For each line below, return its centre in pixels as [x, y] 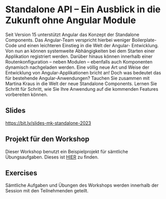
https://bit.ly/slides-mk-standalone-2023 [48, 123]
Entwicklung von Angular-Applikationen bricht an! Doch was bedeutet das [83, 72]
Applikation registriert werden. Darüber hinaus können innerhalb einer [79, 56]
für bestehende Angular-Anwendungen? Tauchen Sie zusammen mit [77, 78]
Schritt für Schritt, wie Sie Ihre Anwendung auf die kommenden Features [82, 89]
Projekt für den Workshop [47, 139]
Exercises [21, 173]
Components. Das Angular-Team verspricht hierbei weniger [68, 40]
